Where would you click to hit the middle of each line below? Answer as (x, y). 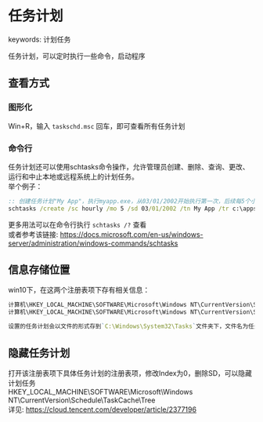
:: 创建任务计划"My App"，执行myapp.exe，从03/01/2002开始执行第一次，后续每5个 (130, 201)
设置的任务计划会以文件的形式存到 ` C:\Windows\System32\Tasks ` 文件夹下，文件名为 (128, 326)
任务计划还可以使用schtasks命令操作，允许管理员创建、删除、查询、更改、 (129, 166)
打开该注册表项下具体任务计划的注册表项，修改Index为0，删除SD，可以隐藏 (130, 373)
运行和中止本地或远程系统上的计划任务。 (73, 176)
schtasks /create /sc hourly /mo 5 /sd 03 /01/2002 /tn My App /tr (119, 209)
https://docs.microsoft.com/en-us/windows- (131, 234)
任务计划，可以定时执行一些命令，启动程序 (77, 56)
